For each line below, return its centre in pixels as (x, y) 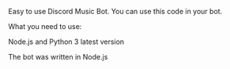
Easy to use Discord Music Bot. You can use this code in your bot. (115, 11)
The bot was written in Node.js (58, 57)
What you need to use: (45, 26)
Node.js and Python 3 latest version (66, 42)
